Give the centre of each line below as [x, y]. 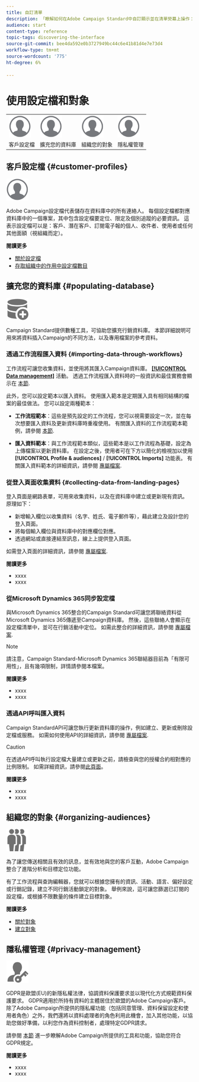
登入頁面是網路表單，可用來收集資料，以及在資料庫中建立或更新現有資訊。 [97, 497]
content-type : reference [37, 31]
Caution [16, 747]
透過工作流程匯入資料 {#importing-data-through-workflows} [94, 354]
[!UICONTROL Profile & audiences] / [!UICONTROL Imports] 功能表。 [100, 458]
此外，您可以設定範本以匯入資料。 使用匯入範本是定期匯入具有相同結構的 [95, 396]
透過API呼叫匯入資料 [36, 714]
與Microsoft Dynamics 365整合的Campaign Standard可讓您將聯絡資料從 [94, 612]
